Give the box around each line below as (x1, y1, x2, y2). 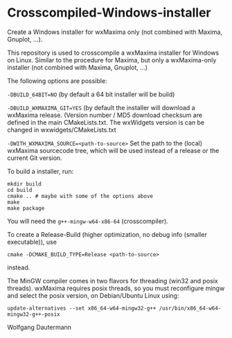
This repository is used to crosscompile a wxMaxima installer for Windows (7, 48, 220, 57)
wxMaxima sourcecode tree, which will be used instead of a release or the (7, 146, 220, 154)
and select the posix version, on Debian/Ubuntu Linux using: (7, 291, 179, 299)
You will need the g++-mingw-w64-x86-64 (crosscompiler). (7, 217, 168, 225)
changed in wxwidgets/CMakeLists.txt (7, 125, 116, 134)
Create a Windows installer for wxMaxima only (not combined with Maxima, (7, 28, 223, 36)
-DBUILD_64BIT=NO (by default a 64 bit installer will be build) (7, 90, 175, 98)
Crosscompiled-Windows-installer (7, 5, 211, 21)
